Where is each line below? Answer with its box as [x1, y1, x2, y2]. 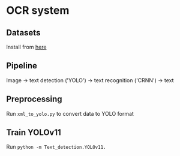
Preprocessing [6, 94, 62, 104]
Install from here [6, 43, 47, 50]
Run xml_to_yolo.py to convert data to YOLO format [6, 110, 134, 117]
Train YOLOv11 [6, 127, 61, 138]
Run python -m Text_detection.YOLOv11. [6, 143, 106, 151]
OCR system [6, 4, 70, 17]
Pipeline [6, 61, 38, 71]
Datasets [6, 28, 41, 38]
